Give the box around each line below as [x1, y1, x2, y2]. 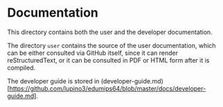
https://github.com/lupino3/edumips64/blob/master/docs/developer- [9, 84, 206, 92]
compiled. [7, 63, 36, 72]
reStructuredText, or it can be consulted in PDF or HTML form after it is [7, 56, 210, 64]
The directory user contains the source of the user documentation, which [7, 41, 216, 49]
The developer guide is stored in [7, 76, 100, 85]
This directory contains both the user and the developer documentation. [7, 28, 213, 36]
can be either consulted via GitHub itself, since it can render [7, 49, 179, 57]
